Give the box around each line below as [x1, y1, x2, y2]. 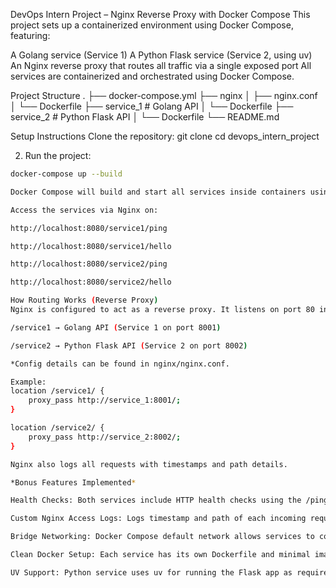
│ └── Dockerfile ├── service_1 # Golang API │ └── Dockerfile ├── [10, 100, 294, 112]
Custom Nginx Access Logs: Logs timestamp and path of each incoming [10, 514, 307, 524]
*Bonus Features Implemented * [10, 477, 137, 488]
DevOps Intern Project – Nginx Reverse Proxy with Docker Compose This [10, 9, 311, 20]
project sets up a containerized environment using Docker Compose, [10, 19, 294, 31]
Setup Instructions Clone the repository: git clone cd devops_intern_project [10, 130, 320, 142]
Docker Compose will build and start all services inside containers [10, 187, 307, 197]
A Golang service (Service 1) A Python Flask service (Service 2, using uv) [10, 49, 313, 61]
